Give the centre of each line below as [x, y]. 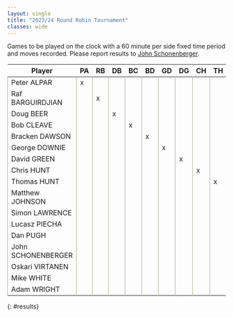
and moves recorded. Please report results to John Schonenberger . [103, 54]
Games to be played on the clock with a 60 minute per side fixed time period [116, 47]
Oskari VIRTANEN [40, 267]
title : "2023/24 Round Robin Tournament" [68, 20]
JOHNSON [29, 202]
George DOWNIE [38, 148]
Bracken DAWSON [41, 136]
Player [42, 71]
